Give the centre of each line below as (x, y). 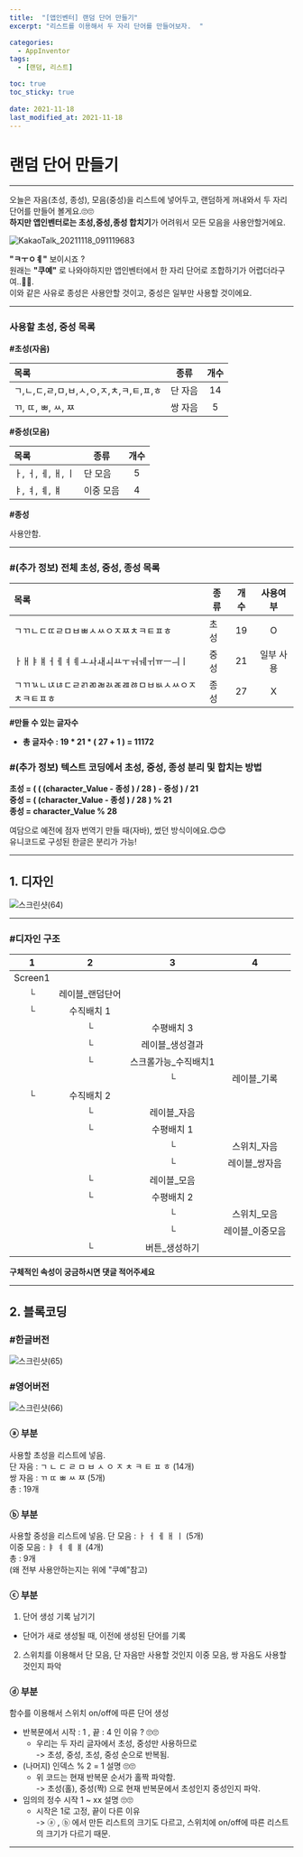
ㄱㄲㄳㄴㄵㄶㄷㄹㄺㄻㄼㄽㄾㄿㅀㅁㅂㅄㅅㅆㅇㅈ (105, 685)
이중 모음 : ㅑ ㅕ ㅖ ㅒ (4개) (56, 1547)
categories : (32, 42)
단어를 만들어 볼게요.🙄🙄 (52, 211)
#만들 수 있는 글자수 (44, 722)
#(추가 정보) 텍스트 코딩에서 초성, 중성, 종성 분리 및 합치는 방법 (136, 767)
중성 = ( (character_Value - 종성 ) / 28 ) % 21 (91, 800)
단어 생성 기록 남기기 (59, 1617)
